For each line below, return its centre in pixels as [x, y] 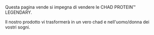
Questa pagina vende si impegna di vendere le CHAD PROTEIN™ [70, 7]
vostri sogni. [18, 27]
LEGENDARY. [19, 12]
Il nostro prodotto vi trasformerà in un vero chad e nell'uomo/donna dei [77, 22]
